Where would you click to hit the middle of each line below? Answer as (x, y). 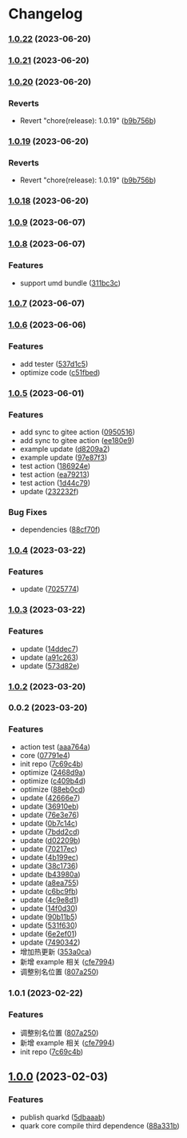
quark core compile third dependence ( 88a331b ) (99, 1125)
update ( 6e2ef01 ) (48, 933)
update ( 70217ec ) (48, 849)
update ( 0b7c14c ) (49, 823)
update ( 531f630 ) (48, 925)
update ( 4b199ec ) (49, 857)
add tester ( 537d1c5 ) (54, 364)
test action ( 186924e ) (55, 465)
